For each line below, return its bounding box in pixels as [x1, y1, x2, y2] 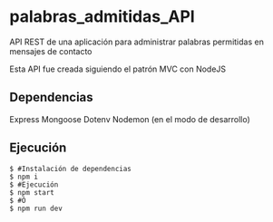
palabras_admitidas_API [9, 6, 195, 27]
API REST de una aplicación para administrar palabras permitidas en [9, 36, 265, 47]
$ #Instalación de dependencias [9, 164, 132, 173]
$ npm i [9, 172, 39, 181]
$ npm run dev [9, 204, 63, 213]
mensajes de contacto [9, 45, 93, 56]
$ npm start [9, 188, 54, 197]
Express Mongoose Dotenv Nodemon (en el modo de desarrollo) [9, 113, 251, 124]
